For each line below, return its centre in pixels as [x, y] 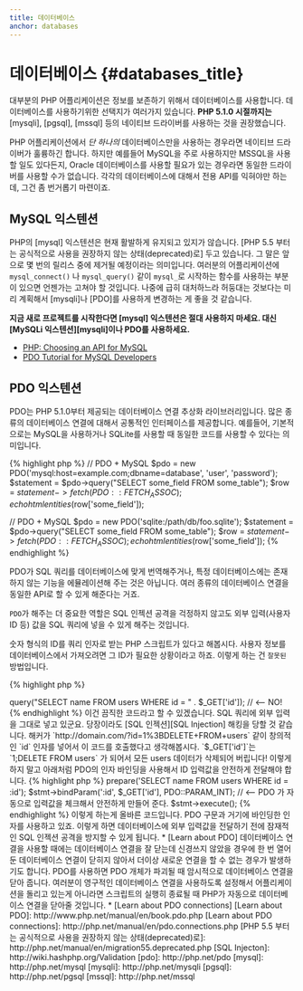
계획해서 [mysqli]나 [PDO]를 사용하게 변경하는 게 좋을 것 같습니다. [135, 299]
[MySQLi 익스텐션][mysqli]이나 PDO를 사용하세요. [99, 329]
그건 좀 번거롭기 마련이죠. [66, 187]
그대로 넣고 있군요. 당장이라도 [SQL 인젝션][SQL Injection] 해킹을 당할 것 [147, 724]
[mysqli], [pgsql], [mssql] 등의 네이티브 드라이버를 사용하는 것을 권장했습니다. [148, 123]
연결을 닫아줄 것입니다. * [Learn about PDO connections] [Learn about [154, 905]
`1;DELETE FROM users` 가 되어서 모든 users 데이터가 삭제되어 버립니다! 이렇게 [151, 758]
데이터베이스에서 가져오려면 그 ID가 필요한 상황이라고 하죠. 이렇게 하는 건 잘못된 [148, 655]
